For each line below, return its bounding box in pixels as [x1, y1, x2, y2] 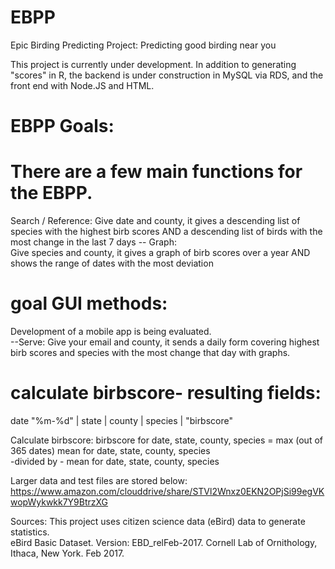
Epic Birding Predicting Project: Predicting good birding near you [10, 39, 277, 51]
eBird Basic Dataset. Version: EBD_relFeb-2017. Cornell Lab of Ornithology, [10, 536, 318, 548]
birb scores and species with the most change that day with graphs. [10, 347, 291, 358]
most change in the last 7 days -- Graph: [10, 236, 177, 248]
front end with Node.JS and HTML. [10, 79, 155, 91]
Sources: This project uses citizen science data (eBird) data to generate [10, 515, 306, 527]
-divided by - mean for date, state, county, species [10, 455, 220, 467]
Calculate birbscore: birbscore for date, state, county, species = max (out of [10, 434, 323, 446]
